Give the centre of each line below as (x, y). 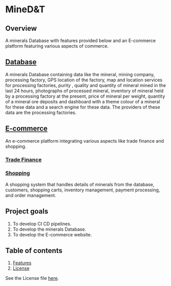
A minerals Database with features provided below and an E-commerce (81, 40)
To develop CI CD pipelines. (42, 224)
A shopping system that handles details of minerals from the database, (80, 184)
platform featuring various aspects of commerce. (57, 46)
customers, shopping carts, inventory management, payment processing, (83, 190)
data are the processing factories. (41, 112)
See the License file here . (32, 278)
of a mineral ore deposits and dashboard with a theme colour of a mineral (83, 101)
